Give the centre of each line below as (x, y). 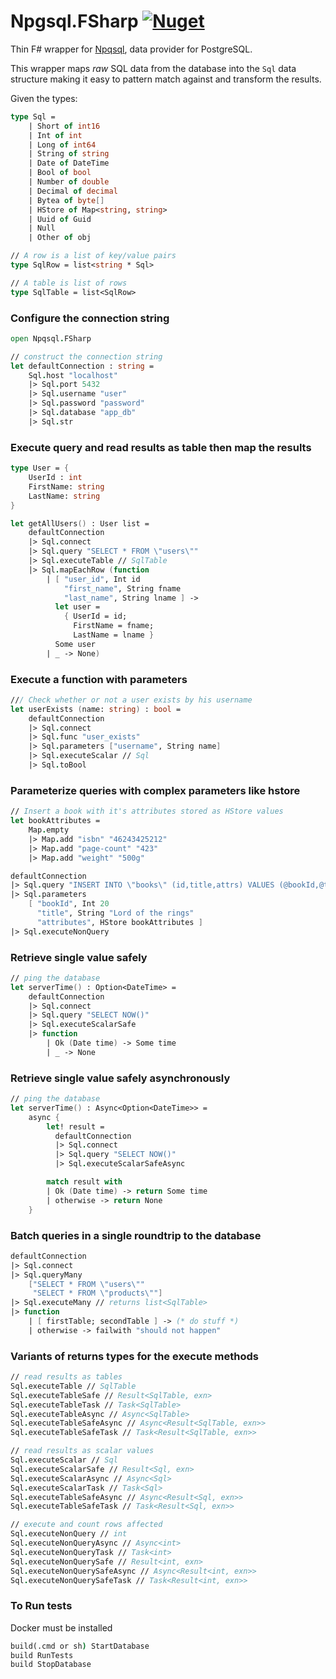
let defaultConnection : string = (82, 366)
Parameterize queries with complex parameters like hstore (155, 790)
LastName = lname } (114, 635)
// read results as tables (66, 1377)
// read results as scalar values (82, 1451)
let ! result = (75, 1126)
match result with (84, 1182)
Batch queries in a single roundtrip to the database (136, 1235)
